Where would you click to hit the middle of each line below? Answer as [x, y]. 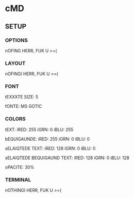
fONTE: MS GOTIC [24, 106]
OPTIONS [17, 40]
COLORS [15, 119]
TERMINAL [18, 180]
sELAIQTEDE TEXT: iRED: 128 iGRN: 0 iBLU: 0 [50, 148]
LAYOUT [15, 63]
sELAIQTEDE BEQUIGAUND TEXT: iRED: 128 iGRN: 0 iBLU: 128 [67, 158]
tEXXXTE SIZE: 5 [22, 97]
